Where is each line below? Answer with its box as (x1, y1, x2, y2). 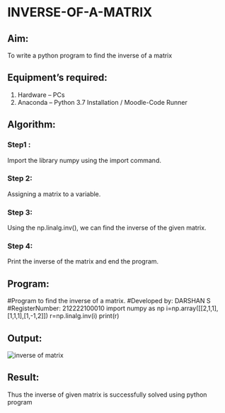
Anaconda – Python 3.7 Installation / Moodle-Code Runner (17, 98, 187, 106)
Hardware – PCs (17, 90, 65, 99)
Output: (7, 332, 42, 344)
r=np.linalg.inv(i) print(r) (49, 312, 120, 320)
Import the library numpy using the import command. (7, 156, 161, 164)
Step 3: (7, 207, 33, 217)
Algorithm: (7, 118, 56, 131)
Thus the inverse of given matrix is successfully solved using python (7, 390, 207, 399)
